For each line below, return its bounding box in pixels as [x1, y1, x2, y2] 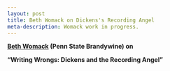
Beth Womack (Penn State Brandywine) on [7, 42, 134, 51]
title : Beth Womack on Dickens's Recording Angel [7, 17, 155, 24]
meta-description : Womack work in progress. [7, 23, 139, 30]
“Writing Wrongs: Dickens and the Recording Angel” [7, 56, 163, 64]
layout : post [7, 10, 45, 17]
